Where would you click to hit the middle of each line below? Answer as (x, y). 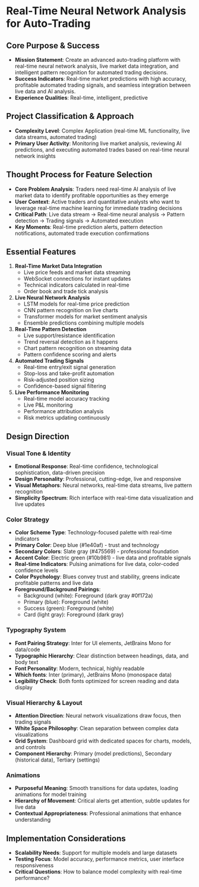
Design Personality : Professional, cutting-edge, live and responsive (98, 479)
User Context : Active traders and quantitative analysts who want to (97, 202)
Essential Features (41, 252)
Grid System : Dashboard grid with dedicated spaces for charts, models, (103, 741)
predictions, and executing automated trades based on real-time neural (102, 149)
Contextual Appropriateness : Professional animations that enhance (98, 813)
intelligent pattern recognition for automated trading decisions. (91, 72)
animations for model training (51, 794)
